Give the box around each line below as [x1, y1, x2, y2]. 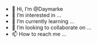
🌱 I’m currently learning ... [11, 18, 75, 24]
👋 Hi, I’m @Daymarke [11, 6, 63, 12]
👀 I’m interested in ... [11, 12, 62, 19]
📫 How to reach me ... [11, 31, 66, 37]
